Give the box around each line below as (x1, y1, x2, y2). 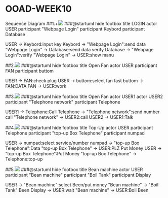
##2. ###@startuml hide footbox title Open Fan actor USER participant (5, 62, 158, 69)
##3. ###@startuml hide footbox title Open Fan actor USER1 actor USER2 (5, 93, 163, 100)
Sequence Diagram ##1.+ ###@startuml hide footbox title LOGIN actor (5, 20, 158, 26)
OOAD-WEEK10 (5, 3, 72, 15)
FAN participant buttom (5, 68, 54, 74)
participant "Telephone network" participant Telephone (5, 98, 120, 105)
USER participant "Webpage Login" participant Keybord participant (5, 26, 145, 32)
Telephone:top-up (5, 156, 43, 162)
